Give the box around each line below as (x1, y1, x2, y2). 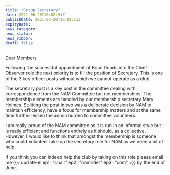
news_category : (5, 27, 38, 32)
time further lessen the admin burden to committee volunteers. (5, 112, 137, 118)
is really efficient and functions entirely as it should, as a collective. (5, 128, 146, 134)
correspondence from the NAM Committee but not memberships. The (5, 90, 152, 97)
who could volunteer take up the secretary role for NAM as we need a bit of (5, 138, 164, 144)
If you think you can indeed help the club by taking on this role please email (5, 154, 164, 160)
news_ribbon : (5, 36, 33, 41)
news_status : (5, 31, 33, 36)
